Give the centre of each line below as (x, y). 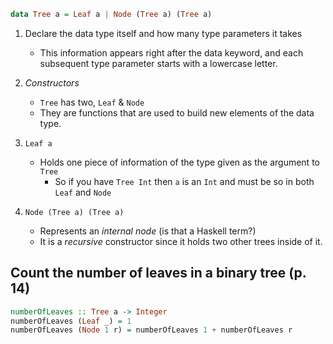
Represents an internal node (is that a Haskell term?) (148, 231)
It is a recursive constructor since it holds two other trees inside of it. (181, 241)
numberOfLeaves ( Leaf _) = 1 (71, 321)
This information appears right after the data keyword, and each (171, 52)
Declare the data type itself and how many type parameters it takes (163, 33)
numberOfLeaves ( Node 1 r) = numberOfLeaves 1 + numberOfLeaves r (151, 330)
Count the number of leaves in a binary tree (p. (158, 273)
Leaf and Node (83, 192)
